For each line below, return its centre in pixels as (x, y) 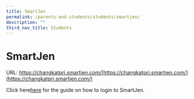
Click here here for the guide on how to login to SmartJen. (75, 90)
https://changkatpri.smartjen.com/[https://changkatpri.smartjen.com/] (104, 73)
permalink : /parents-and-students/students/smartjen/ (73, 17)
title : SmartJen (26, 11)
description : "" (26, 22)
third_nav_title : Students (39, 28)
